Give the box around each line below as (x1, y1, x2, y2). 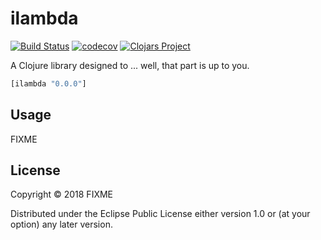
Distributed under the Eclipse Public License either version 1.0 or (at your (10, 208, 311, 220)
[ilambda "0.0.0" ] (10, 78, 87, 89)
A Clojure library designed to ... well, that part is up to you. (10, 59, 250, 71)
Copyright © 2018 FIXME (10, 188, 114, 201)
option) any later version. (10, 218, 113, 231)
